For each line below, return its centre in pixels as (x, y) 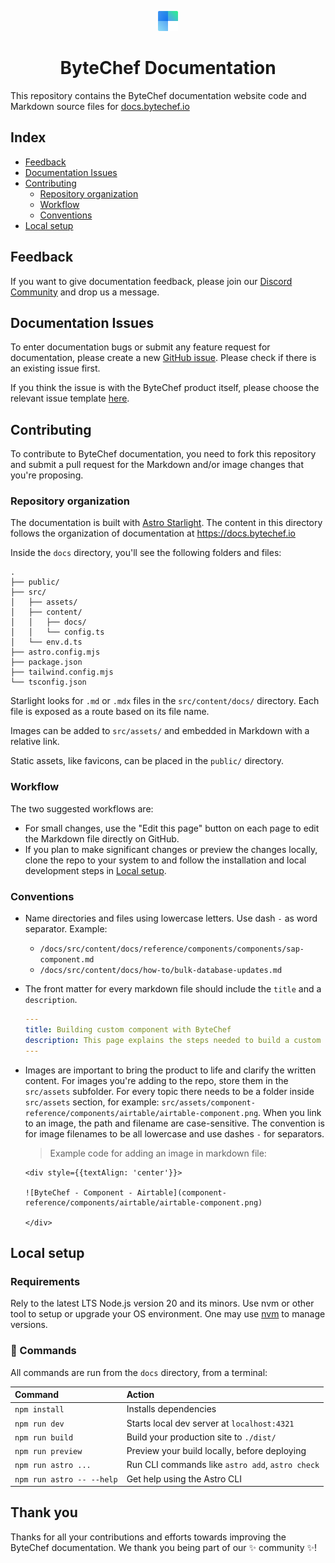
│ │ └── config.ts (57, 632)
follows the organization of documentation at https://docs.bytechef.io (153, 533)
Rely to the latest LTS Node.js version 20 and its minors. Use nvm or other (162, 1303)
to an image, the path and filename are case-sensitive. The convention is (175, 1123)
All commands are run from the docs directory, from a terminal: (139, 1372)
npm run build (44, 1437)
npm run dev (39, 1424)
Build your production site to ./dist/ (201, 1437)
